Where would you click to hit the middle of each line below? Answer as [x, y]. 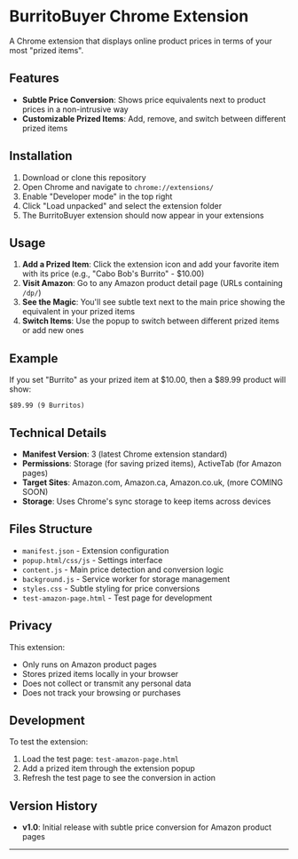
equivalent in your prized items [78, 312]
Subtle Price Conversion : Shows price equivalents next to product [144, 99]
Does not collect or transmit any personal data [106, 683]
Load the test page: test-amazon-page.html [100, 759]
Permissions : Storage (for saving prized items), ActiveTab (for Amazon [152, 463]
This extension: [37, 647]
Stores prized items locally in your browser [100, 673]
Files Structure [51, 529]
